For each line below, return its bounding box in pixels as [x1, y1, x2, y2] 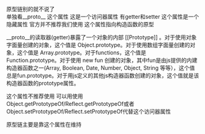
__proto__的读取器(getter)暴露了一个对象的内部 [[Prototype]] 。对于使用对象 [6, 34, 197, 41]
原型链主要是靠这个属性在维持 [6, 121, 81, 128]
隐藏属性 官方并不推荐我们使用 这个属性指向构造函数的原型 [6, 21, 154, 28]
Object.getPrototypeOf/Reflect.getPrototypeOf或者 [6, 100, 135, 107]
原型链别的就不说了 [6, 6, 55, 12]
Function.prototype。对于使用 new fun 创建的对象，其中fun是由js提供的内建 [6, 57, 198, 64]
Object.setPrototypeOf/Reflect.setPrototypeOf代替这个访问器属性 [6, 108, 171, 115]
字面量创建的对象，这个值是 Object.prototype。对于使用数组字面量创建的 [6, 42, 190, 48]
